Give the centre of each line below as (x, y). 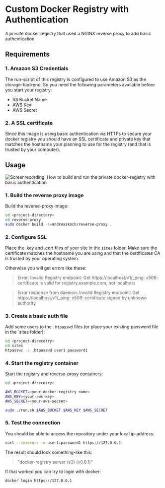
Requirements (27, 54)
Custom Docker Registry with (67, 9)
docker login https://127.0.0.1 (39, 481)
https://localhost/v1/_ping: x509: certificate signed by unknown (82, 298)
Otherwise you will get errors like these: (46, 268)
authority (27, 303)
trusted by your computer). (33, 149)
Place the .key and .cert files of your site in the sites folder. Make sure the (81, 248)
